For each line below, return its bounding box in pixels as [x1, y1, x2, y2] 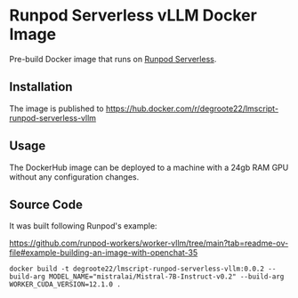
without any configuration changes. [9, 171, 140, 182]
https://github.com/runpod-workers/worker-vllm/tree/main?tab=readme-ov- [9, 238, 289, 249]
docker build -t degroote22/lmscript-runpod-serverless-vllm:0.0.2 [9, 264, 265, 274]
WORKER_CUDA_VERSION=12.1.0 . [9, 280, 122, 289]
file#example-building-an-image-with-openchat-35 [9, 247, 198, 258]
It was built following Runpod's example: [9, 221, 157, 231]
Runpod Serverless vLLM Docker [9, 5, 258, 26]
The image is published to [9, 103, 104, 114]
